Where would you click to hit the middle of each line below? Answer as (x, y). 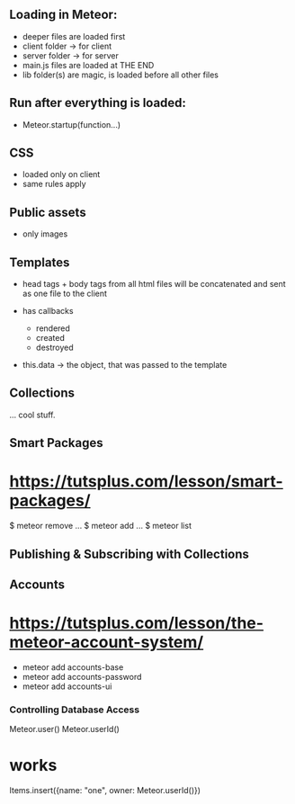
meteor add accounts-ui (67, 686)
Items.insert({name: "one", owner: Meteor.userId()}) (105, 791)
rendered (53, 328)
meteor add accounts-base (73, 667)
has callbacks (48, 311)
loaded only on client (61, 174)
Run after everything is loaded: (98, 103)
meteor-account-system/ (107, 643)
